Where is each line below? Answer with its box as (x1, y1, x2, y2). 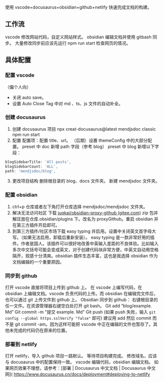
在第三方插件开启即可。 (12, 222, 60, 228)
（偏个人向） (5, 84, 31, 90)
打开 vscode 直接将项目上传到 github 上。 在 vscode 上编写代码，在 (5, 284, 142, 291)
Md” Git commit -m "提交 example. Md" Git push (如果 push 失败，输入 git (5, 309, 156, 315)
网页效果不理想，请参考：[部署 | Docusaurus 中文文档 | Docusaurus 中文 (9, 365, 156, 371)
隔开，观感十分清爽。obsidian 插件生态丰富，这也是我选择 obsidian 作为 (12, 252, 158, 259)
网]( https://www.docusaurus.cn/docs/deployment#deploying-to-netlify (5, 371, 150, 377)
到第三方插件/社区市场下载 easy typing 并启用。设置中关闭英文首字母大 (12, 228, 156, 234)
